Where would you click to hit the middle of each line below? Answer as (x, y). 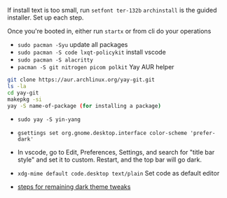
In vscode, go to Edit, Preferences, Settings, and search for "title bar (116, 153)
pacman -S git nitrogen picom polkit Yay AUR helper (96, 67)
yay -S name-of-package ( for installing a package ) (84, 106)
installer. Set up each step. (46, 17)
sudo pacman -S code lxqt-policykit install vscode (91, 52)
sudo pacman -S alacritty (55, 60)
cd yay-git (23, 93)
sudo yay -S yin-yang (49, 120)
